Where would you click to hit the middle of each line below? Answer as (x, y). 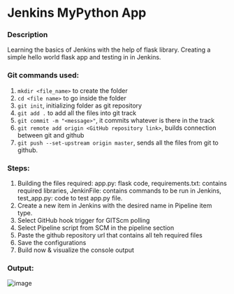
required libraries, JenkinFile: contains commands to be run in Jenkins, (119, 191)
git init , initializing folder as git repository (79, 105)
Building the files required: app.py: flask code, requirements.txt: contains (122, 184)
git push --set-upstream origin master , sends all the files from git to (118, 142)
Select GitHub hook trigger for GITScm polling (83, 221)
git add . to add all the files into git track (77, 112)
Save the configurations (52, 243)
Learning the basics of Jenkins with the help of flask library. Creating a (109, 50)
